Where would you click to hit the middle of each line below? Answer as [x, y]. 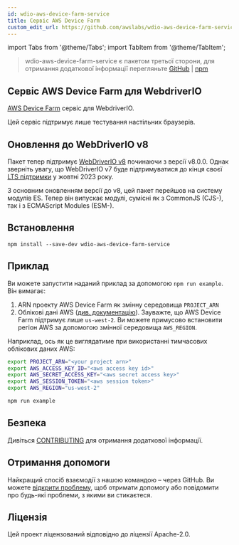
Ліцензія [27, 517]
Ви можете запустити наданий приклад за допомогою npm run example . [116, 283]
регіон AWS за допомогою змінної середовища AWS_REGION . [107, 327]
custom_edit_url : [33, 27]
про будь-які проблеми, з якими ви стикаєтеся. [80, 494]
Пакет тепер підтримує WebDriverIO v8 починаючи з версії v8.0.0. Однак [118, 162]
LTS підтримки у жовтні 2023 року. [60, 176]
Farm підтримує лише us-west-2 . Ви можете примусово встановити [120, 319]
